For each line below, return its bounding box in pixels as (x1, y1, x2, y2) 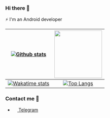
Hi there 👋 (5, 5, 30, 12)
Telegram (18, 106, 39, 113)
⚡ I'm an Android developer (5, 16, 62, 22)
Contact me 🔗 (5, 95, 40, 102)
